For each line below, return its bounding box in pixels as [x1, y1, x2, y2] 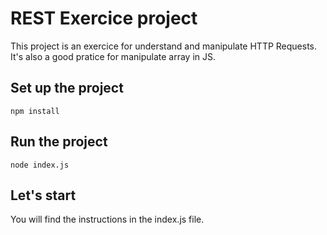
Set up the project [10, 80, 124, 97]
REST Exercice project [10, 7, 198, 30]
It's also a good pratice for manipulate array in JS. [10, 50, 216, 62]
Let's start [10, 187, 77, 204]
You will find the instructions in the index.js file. [10, 213, 205, 226]
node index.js [10, 160, 70, 170]
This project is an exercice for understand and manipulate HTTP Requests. [10, 40, 318, 52]
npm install [10, 106, 60, 116]
